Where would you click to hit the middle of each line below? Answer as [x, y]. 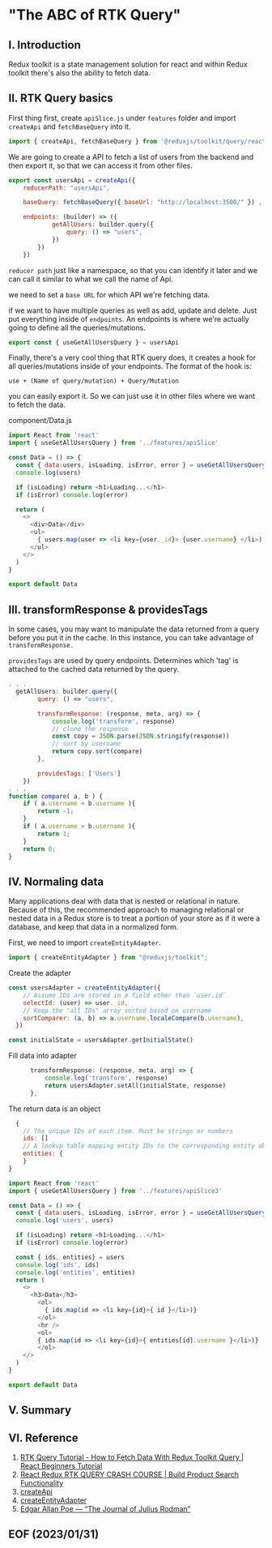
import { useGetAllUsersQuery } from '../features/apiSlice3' [115, 1191]
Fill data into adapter [42, 1056]
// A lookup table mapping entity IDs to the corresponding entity [139, 1146]
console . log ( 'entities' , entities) [76, 1272]
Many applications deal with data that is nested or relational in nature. [124, 901]
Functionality [42, 1483]
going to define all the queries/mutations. [77, 327]
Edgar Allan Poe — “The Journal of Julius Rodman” [105, 1509]
